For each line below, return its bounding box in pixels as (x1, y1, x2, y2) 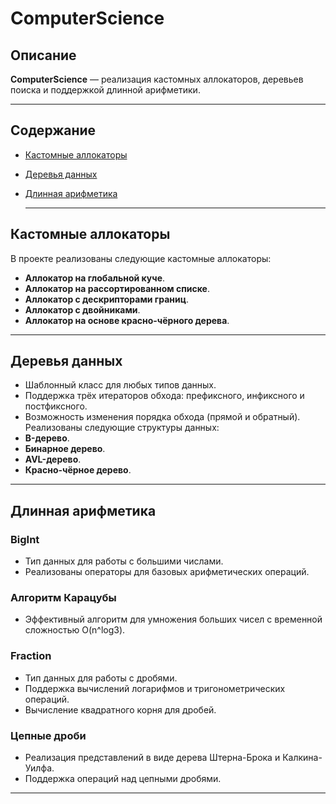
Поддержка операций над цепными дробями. (24, 773, 222, 785)
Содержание (10, 122, 97, 139)
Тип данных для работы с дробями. (24, 672, 178, 684)
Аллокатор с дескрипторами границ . (24, 293, 189, 305)
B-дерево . (24, 432, 70, 444)
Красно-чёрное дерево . (24, 464, 132, 476)
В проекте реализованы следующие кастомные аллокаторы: (10, 252, 272, 264)
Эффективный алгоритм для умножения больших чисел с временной (24, 613, 323, 626)
